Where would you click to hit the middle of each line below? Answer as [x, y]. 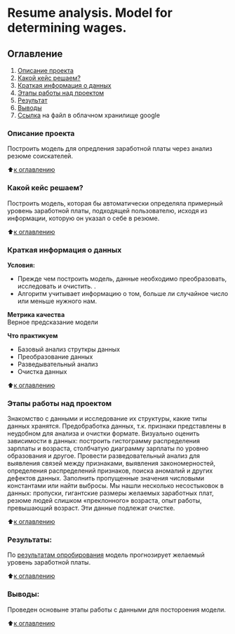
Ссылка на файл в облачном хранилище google [88, 115]
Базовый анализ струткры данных [69, 349]
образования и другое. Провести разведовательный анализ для [104, 456]
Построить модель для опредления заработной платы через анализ [110, 149]
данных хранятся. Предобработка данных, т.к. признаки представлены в [117, 426]
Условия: [21, 265]
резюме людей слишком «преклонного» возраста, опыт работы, [105, 501]
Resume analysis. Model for [90, 13]
